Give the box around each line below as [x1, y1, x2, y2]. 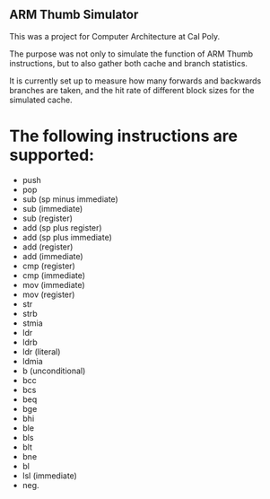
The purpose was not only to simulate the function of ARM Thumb [9, 48, 254, 59]
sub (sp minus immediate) [22, 193, 118, 205]
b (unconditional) [22, 365, 86, 376]
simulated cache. [9, 94, 74, 105]
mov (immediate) [22, 279, 85, 290]
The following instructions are [9, 126, 238, 146]
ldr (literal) [22, 346, 61, 357]
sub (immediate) [22, 203, 83, 214]
